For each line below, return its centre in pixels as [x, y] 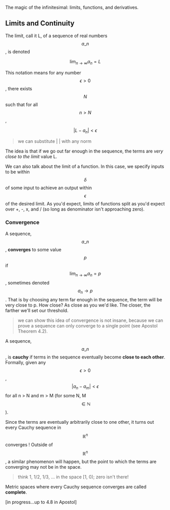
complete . [16, 492]
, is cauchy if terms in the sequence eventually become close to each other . [85, 357]
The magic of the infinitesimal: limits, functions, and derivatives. [72, 7]
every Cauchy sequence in [33, 427]
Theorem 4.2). [33, 331]
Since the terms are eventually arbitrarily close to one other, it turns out [80, 422]
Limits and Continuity [40, 23]
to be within [18, 172]
